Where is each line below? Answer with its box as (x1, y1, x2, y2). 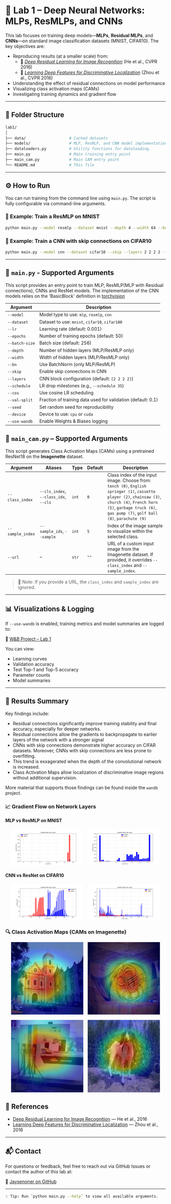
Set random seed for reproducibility (39, 404, 113, 410)
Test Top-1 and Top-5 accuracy (12, 667, 79, 673)
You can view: (5, 646, 35, 652)
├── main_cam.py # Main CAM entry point (5, 157, 120, 162)
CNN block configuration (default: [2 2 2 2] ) (39, 375, 134, 382)
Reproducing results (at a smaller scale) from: (12, 53, 108, 59)
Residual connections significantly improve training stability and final (12, 720, 157, 726)
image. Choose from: (107, 477, 152, 484)
